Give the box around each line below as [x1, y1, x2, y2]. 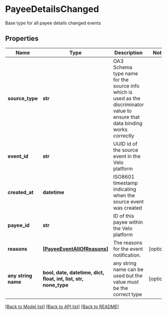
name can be [113, 266, 144, 273]
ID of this [113, 212, 134, 219]
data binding [113, 119, 143, 126]
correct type [113, 291, 143, 298]
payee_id [7, 221, 30, 228]
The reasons [113, 239, 143, 246]
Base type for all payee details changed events [5, 20, 101, 26]
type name [113, 70, 138, 77]
